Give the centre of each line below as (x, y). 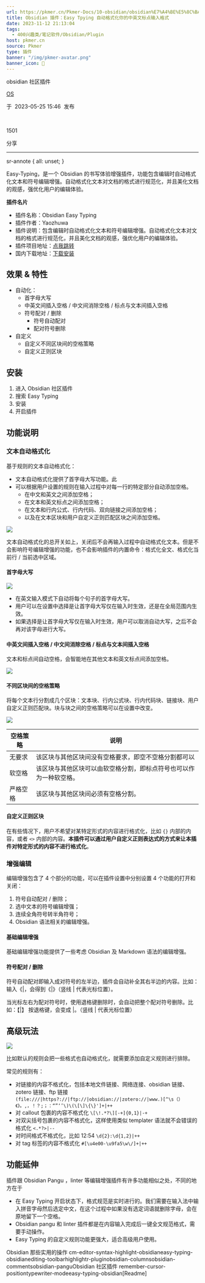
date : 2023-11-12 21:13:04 (41, 23)
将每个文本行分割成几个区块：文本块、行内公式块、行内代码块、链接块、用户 (103, 700)
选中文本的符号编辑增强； (47, 906)
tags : (13, 29)
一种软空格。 (60, 778)
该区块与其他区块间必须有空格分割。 (88, 794)
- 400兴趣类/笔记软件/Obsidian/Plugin (58, 35)
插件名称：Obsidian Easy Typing (56, 215)
